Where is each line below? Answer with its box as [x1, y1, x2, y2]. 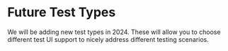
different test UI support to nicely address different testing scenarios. [7, 35, 209, 43]
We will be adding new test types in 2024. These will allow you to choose [7, 28, 221, 36]
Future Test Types [7, 4, 116, 21]
